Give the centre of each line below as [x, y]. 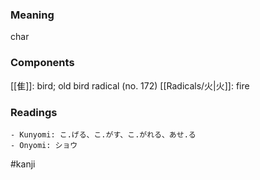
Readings [34, 112]
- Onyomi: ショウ [44, 145]
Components [42, 63]
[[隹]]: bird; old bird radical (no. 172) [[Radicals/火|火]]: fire [130, 85]
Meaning [32, 15]
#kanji [23, 164]
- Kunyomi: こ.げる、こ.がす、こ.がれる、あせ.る [103, 134]
